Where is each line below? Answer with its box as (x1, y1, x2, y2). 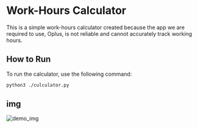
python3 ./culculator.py (6, 82, 69, 88)
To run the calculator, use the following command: (6, 70, 132, 78)
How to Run (6, 54, 51, 64)
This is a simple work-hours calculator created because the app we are (6, 24, 185, 31)
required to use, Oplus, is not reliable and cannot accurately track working (6, 30, 193, 37)
